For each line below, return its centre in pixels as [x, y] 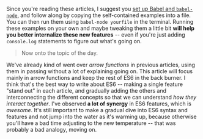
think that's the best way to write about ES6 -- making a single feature [95, 84]
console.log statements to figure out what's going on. [74, 41]
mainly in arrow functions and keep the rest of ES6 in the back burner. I [96, 78]
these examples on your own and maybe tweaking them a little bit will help [100, 28]
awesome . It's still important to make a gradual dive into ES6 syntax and [97, 110]
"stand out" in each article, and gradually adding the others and [87, 91]
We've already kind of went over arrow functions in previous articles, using [101, 65]
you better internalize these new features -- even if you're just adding [96, 35]
